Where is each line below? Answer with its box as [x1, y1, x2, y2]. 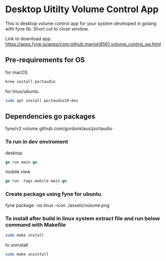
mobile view [5, 169, 30, 175]
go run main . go [5, 159, 38, 165]
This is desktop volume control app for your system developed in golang [5, 20, 157, 26]
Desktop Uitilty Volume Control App [5, 4, 159, 15]
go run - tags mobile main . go [5, 179, 67, 184]
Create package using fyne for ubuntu [5, 190, 102, 198]
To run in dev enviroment [5, 138, 69, 145]
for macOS [5, 69, 28, 75]
